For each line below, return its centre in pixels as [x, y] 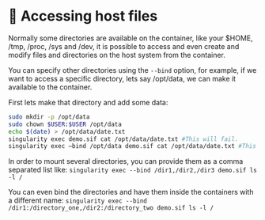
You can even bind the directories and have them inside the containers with [131, 192]
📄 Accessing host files [83, 16]
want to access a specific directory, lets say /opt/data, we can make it [122, 78]
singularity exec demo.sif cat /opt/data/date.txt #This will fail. [123, 139]
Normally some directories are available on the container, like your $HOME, [131, 38]
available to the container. [50, 87]
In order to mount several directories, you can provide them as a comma [126, 161]
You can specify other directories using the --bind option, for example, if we [132, 70]
